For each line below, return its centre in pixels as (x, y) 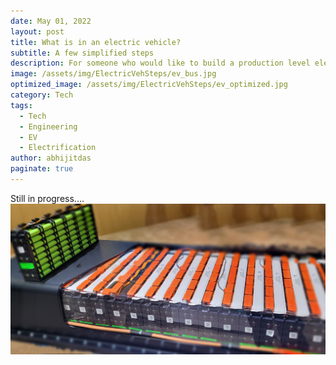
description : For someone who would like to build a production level (160, 63)
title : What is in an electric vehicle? (96, 42)
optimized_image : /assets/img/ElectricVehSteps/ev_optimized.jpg (149, 85)
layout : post (37, 31)
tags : (21, 105)
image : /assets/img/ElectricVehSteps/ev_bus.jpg (113, 74)
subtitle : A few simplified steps (82, 53)
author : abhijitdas (51, 158)
